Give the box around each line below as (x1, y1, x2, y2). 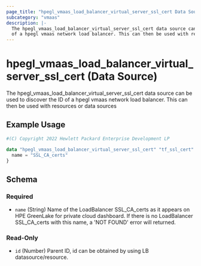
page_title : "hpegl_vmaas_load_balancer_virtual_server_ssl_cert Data (6, 8, 186, 15)
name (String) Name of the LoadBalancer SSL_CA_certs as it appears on (14, 206, 190, 213)
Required (6, 192, 33, 201)
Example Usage (6, 119, 66, 130)
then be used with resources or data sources (6, 103, 117, 110)
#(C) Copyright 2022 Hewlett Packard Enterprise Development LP (6, 136, 170, 142)
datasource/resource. (14, 253, 69, 261)
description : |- (6, 20, 47, 26)
